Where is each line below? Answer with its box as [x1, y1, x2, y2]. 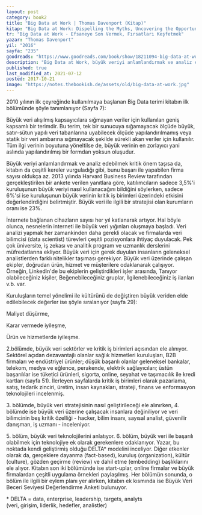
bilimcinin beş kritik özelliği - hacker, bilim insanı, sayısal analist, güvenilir [6, 414, 188, 422]
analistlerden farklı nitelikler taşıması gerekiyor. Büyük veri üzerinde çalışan [6, 255, 192, 262]
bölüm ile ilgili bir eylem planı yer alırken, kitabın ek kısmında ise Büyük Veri [6, 477, 192, 484]
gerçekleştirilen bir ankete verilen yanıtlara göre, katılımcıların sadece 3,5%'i [6, 179, 195, 186]
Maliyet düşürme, [6, 310, 50, 317]
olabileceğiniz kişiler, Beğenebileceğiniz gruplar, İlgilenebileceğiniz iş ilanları [6, 274, 194, 281]
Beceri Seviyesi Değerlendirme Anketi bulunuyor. [6, 484, 127, 491]
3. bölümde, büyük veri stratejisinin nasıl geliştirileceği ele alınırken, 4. [6, 402, 179, 408]
